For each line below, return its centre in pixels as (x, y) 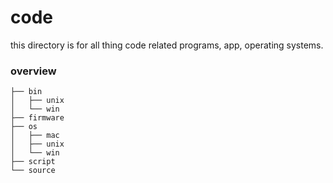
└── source (33, 171)
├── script (33, 162)
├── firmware (37, 118)
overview (33, 71)
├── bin (26, 92)
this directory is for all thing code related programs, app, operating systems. (167, 45)
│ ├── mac (35, 136)
